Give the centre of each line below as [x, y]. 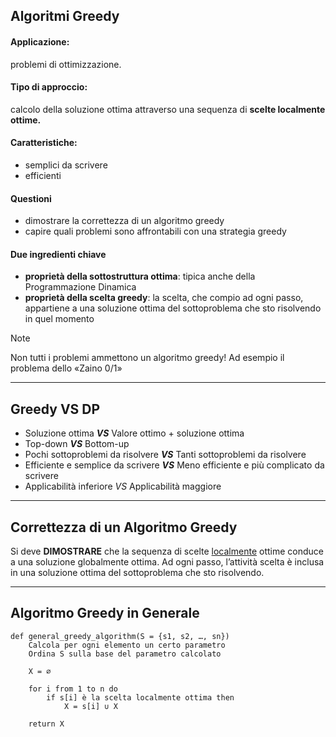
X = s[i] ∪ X [90, 706]
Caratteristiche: [44, 143]
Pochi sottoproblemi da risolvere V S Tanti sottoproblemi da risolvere [165, 455]
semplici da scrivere [66, 165]
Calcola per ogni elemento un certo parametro [127, 645]
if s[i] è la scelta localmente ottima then [140, 697]
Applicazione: [40, 41]
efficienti [43, 175]
